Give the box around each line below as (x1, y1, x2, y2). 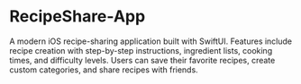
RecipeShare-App (9, 6, 146, 27)
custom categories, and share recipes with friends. (9, 64, 198, 75)
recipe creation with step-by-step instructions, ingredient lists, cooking (9, 45, 273, 55)
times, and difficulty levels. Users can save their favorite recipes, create (9, 55, 276, 65)
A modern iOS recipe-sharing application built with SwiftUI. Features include (9, 36, 293, 46)
